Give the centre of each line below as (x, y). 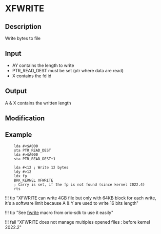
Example (19, 135)
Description (23, 27)
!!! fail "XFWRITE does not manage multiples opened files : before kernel (78, 222)
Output (16, 91)
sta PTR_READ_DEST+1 (35, 159)
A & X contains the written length (38, 103)
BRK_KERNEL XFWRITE (34, 180)
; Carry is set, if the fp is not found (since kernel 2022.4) (80, 184)
